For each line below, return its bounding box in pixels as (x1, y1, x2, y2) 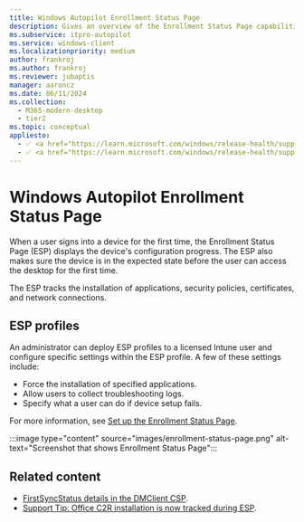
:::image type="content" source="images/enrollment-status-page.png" (9, 433, 274, 444)
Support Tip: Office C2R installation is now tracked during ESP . (22, 503, 257, 514)
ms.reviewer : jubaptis (9, 72, 95, 81)
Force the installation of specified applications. (22, 379, 197, 390)
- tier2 (17, 114, 47, 123)
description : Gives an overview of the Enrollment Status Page (9, 22, 253, 31)
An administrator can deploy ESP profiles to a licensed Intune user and (9, 342, 273, 353)
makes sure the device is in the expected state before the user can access (9, 255, 287, 266)
